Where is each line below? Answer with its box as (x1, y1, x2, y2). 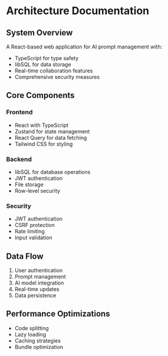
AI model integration (14, 279, 64, 286)
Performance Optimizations (6, 309, 110, 319)
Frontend (6, 108, 33, 116)
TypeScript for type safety (14, 55, 79, 61)
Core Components (6, 90, 75, 101)
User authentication (14, 267, 63, 274)
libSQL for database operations (14, 168, 91, 175)
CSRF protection (14, 222, 55, 229)
